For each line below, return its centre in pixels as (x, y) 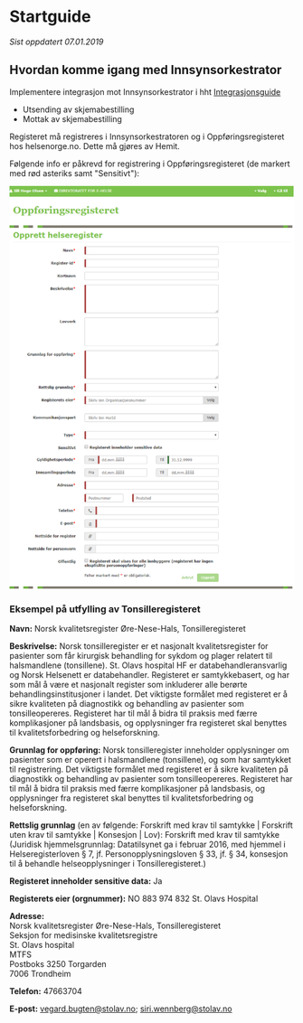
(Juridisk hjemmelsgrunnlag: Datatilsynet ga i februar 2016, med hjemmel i (148, 844)
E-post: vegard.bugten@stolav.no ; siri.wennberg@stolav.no (121, 1009)
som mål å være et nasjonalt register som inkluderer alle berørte (128, 684)
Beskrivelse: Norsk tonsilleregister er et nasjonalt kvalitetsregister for (139, 646)
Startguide (50, 17)
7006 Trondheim (40, 973)
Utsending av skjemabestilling (78, 109)
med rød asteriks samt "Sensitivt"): (75, 173)
